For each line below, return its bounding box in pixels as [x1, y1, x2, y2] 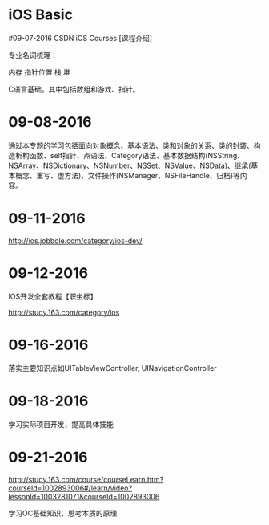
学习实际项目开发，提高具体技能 [8, 419, 114, 429]
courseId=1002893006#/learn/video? [8, 483, 133, 493]
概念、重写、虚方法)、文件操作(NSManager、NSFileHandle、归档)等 [14, 170, 240, 180]
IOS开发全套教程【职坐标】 [8, 291, 98, 301]
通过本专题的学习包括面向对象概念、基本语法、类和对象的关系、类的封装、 [8, 140, 254, 150]
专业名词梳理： [8, 50, 58, 59]
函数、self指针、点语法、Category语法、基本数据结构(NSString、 [29, 150, 245, 160]
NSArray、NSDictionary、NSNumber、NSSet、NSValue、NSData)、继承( [8, 161, 251, 170]
